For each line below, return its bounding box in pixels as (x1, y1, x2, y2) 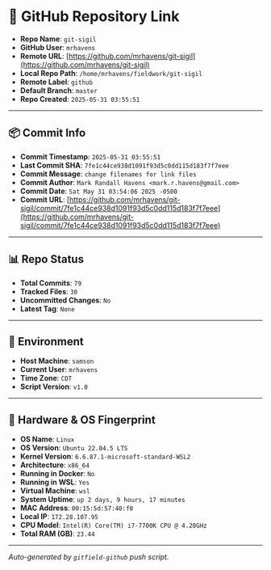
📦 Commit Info (8, 126, 86, 140)
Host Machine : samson (19, 356, 94, 366)
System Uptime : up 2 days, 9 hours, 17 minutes (19, 495, 186, 505)
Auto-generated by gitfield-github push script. (8, 552, 169, 562)
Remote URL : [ (19, 51, 69, 61)
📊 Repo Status (8, 252, 85, 266)
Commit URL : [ (19, 194, 70, 205)
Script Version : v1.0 (19, 382, 89, 391)
